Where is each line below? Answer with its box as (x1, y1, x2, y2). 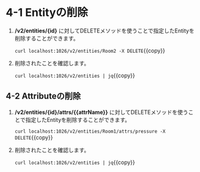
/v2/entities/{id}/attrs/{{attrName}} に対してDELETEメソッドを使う (14, 108, 188, 116)
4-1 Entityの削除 (6, 6, 88, 20)
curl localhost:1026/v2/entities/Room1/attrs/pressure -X (14, 128, 166, 135)
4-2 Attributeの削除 (6, 91, 81, 102)
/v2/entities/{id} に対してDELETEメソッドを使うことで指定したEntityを (14, 27, 195, 34)
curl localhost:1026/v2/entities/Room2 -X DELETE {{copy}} (14, 47, 166, 54)
